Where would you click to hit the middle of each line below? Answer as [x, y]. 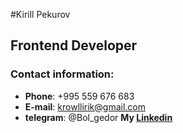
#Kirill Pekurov [40, 14]
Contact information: [62, 74]
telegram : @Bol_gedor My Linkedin [98, 117]
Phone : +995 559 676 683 [79, 96]
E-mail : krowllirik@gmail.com [85, 106]
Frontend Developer [74, 45]
